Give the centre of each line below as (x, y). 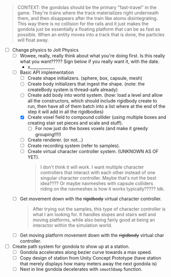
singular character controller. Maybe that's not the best (98, 178)
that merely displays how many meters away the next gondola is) (88, 264)
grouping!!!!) (48, 134)
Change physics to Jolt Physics (45, 50)
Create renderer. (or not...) (55, 140)
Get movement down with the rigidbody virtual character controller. (91, 199)
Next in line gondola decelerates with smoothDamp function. (81, 269)
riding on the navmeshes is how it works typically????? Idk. (102, 188)
